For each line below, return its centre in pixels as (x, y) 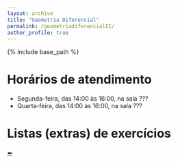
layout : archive (30, 13)
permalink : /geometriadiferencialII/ (61, 26)
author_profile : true (38, 33)
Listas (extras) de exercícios (89, 134)
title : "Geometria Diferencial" (53, 20)
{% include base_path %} (43, 52)
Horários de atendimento (79, 80)
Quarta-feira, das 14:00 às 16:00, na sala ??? (79, 106)
